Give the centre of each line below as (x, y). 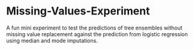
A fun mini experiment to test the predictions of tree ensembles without (94, 28)
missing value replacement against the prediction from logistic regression (97, 34)
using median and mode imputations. (52, 40)
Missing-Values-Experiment (78, 11)
